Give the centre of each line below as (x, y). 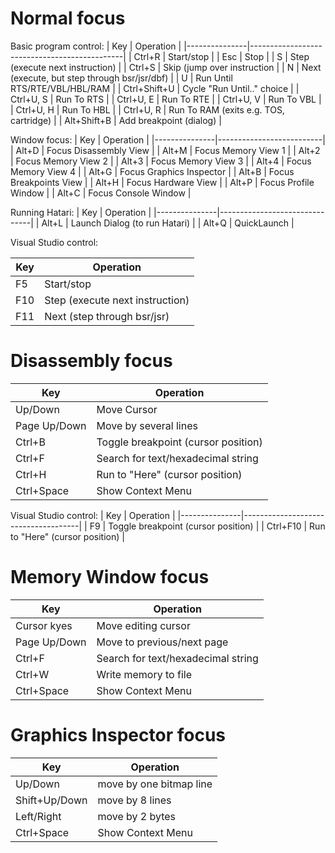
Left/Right (38, 816)
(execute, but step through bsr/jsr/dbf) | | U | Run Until (121, 78)
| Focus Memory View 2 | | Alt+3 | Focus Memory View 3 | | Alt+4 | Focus (161, 161)
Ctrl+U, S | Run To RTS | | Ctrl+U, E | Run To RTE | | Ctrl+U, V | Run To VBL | (166, 99)
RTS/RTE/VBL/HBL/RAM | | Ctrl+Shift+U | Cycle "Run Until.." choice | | (155, 88)
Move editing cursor (143, 625)
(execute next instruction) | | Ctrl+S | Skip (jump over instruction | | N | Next (166, 67)
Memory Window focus (110, 577)
